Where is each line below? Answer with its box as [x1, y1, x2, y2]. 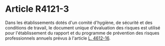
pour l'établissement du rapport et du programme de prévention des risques [5, 30, 160, 36]
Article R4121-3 [5, 3, 69, 15]
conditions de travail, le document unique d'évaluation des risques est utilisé [5, 24, 161, 30]
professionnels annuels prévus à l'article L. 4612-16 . [5, 35, 111, 41]
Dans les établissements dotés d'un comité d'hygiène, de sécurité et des [5, 20, 153, 25]
